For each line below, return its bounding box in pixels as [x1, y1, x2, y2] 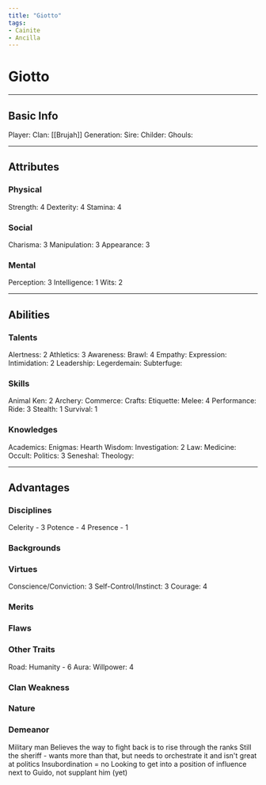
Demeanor [8, 724, 50, 735]
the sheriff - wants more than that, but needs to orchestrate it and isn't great [8, 750, 257, 760]
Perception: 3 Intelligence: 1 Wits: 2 [8, 278, 123, 288]
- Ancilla [8, 33, 41, 42]
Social [8, 222, 33, 233]
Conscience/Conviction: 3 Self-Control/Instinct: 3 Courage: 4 [8, 581, 208, 591]
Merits [8, 601, 34, 612]
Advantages [8, 481, 70, 494]
